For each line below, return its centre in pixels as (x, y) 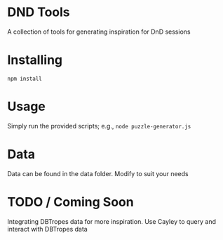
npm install (25, 79)
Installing (35, 60)
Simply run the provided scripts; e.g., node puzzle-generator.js (99, 126)
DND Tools (39, 12)
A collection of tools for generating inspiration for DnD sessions (99, 32)
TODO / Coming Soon (71, 202)
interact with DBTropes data (47, 229)
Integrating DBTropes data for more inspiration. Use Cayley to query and (111, 221)
